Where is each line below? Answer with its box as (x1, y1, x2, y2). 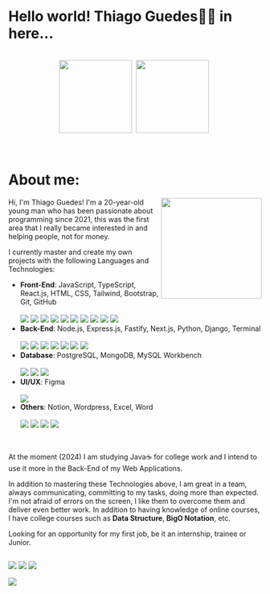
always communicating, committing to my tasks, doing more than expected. (8, 487, 259, 497)
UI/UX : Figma (19, 377, 66, 386)
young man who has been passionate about (8, 205, 153, 216)
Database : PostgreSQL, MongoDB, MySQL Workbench (19, 350, 202, 360)
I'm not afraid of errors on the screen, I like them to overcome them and (8, 496, 245, 505)
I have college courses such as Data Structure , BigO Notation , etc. (8, 513, 231, 522)
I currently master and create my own (8, 247, 133, 257)
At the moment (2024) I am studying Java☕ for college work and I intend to (8, 452, 257, 461)
